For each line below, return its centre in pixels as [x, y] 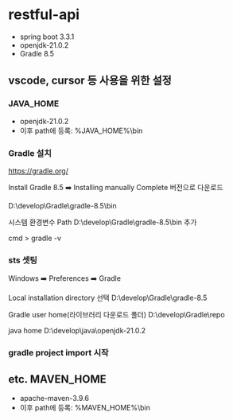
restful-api [44, 15]
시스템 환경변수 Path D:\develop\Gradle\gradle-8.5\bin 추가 [103, 222]
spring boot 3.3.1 [47, 37]
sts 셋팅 [23, 260]
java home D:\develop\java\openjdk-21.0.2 [77, 331]
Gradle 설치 [30, 153]
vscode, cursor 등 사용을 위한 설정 [90, 81]
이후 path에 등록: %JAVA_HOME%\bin [81, 130]
